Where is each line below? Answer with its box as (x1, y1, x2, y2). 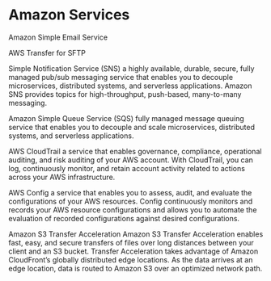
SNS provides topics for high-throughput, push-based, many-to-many (8, 89, 242, 99)
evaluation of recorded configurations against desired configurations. (8, 213, 240, 223)
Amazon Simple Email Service (8, 32, 108, 42)
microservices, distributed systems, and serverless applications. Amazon (8, 81, 252, 90)
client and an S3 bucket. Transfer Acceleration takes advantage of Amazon (8, 246, 259, 256)
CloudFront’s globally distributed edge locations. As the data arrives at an (8, 254, 253, 264)
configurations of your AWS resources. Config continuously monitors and (8, 196, 253, 206)
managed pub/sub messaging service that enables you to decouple (8, 72, 233, 82)
